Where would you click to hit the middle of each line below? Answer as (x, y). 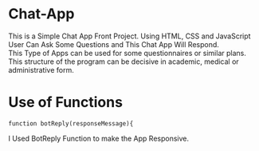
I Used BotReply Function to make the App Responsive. (99, 138)
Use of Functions (66, 103)
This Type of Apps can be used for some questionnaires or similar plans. (128, 53)
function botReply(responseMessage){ (71, 123)
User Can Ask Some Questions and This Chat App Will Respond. (114, 44)
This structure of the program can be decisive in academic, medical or (124, 62)
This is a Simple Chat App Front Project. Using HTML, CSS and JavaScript (129, 36)
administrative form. (41, 70)
